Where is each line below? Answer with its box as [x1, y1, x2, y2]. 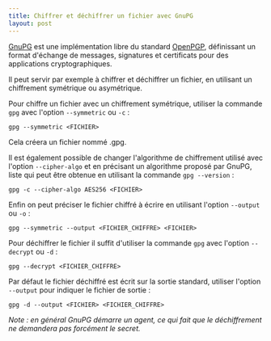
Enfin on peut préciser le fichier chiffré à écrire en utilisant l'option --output [8, 200, 260, 209]
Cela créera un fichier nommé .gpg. [8, 137, 127, 146]
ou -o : [8, 208, 31, 218]
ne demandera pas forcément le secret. [8, 323, 141, 333]
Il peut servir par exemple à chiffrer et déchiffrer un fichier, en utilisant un [8, 74, 252, 84]
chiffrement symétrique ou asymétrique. [8, 82, 143, 93]
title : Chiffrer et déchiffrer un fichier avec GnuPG [8, 11, 194, 20]
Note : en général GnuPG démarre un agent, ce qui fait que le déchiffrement [8, 314, 262, 324]
